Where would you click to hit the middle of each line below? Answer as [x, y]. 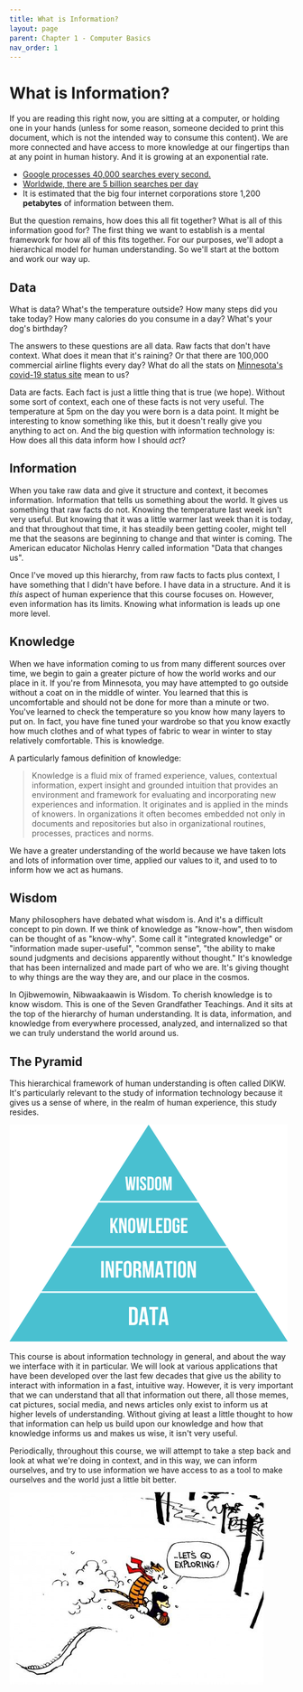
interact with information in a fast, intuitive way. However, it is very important [151, 1386]
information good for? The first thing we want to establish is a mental [137, 230]
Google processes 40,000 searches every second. [117, 174]
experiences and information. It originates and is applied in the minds [160, 804]
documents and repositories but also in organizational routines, [148, 823]
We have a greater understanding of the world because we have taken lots [148, 850]
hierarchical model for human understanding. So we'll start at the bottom [144, 249]
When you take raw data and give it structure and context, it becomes [139, 490]
